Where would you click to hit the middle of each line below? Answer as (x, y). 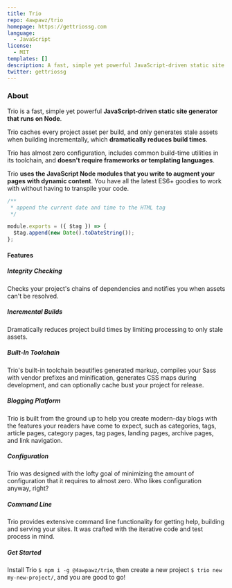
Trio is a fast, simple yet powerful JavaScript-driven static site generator (113, 111)
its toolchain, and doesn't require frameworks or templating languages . (111, 160)
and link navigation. (35, 440)
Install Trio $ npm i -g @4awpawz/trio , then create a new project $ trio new (115, 570)
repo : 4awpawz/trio (35, 20)
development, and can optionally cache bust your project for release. (106, 385)
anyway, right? (28, 488)
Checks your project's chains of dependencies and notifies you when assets (116, 288)
